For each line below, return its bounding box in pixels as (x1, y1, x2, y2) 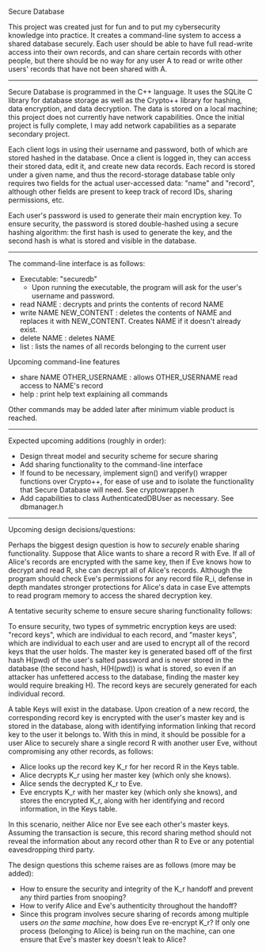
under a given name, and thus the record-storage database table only (8, 170, 236, 179)
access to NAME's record (19, 381, 104, 390)
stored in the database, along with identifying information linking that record (8, 722, 256, 730)
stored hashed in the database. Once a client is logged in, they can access (8, 153, 252, 162)
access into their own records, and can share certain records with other (8, 48, 242, 56)
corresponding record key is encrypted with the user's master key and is (8, 713, 245, 722)
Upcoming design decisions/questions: (8, 525, 136, 534)
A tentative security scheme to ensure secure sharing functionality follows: (8, 607, 253, 615)
